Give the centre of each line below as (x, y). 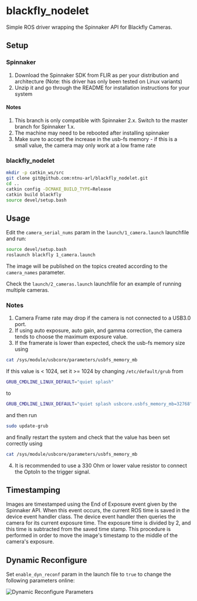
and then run (21, 415)
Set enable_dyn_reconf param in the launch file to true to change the (89, 575)
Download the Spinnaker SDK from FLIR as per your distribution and (96, 75)
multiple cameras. (28, 290)
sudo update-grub (27, 426)
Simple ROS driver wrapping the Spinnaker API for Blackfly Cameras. (89, 27)
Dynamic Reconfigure (47, 560)
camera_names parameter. (36, 272)
